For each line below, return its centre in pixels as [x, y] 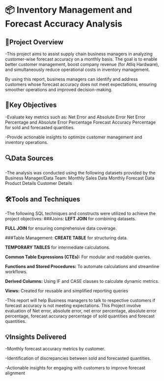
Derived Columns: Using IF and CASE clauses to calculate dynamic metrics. [82, 281]
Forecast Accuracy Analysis [64, 24]
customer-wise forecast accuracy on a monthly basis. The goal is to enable [81, 59]
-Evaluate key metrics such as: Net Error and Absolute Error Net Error [75, 117]
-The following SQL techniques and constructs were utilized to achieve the [81, 213]
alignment [15, 373]
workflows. [16, 272]
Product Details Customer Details [39, 183]
